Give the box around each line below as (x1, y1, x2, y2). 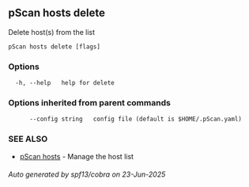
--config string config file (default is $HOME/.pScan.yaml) (28, 115, 243, 124)
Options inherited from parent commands (8, 97, 172, 109)
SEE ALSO (8, 134, 48, 145)
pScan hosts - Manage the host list (19, 151, 134, 161)
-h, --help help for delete (15, 79, 115, 87)
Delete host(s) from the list (8, 27, 96, 36)
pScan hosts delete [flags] (8, 43, 101, 51)
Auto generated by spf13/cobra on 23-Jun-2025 (8, 170, 166, 179)
